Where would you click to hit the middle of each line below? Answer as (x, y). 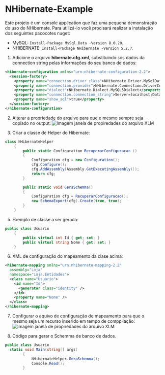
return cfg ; (43, 173)
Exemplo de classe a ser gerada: (45, 219)
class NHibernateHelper (29, 141)
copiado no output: (31, 123)
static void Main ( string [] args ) (44, 349)
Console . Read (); (48, 363)
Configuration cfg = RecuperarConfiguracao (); (80, 196)
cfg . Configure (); (49, 165)
